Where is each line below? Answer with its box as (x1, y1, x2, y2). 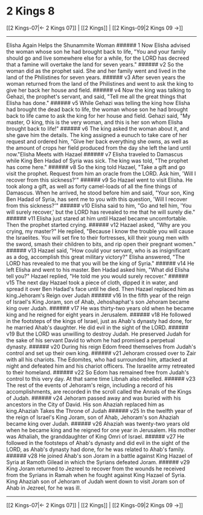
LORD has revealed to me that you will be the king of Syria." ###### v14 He (6, 260, 195, 267)
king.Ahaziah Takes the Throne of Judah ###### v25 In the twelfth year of (6, 407, 193, 414)
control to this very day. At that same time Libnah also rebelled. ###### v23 (6, 375, 196, 382)
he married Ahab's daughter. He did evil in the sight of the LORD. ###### (6, 324, 189, 331)
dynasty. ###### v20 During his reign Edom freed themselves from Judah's (6, 343, 196, 350)
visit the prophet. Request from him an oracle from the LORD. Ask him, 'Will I (6, 170, 196, 177)
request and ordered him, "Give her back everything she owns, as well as (6, 138, 189, 145)
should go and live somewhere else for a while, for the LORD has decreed (6, 54, 189, 62)
